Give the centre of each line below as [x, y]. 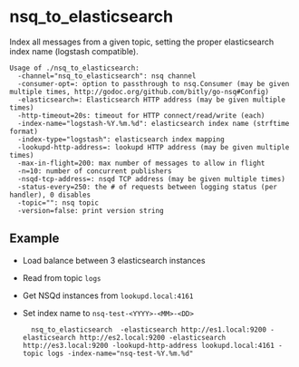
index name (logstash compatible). [74, 51]
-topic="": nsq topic [58, 203]
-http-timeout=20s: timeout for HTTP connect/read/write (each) [141, 115]
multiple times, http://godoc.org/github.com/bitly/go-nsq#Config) [140, 92]
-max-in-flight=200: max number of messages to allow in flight [141, 163]
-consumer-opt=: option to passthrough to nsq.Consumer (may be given [154, 83]
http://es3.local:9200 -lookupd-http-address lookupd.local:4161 [148, 345]
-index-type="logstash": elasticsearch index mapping [121, 139]
